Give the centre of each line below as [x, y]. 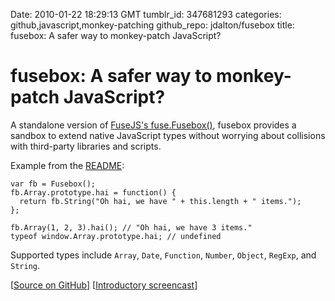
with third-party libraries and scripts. [86, 146]
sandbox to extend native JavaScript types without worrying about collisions [168, 135]
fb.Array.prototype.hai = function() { [93, 192]
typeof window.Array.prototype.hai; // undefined [116, 236]
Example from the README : [67, 165]
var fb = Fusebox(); [53, 184]
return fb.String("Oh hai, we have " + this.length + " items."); [160, 201]
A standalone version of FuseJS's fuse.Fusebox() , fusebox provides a [153, 125]
